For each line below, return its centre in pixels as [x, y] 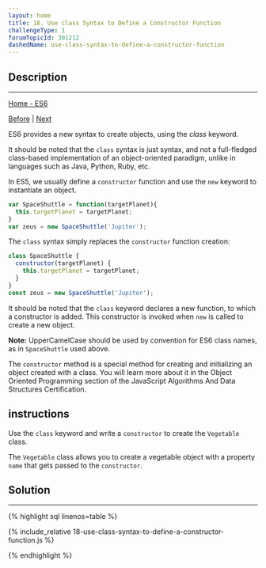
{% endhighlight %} [40, 555]
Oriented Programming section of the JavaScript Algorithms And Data [122, 381]
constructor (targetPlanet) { [63, 263]
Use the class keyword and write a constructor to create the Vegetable [124, 433]
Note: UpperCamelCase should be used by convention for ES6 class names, [133, 340]
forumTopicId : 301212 [44, 38]
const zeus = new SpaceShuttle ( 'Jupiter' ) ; [81, 293]
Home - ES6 [28, 103]
